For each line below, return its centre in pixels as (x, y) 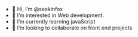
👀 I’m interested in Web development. (58, 15)
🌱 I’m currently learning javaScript (53, 21)
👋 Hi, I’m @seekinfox (37, 9)
